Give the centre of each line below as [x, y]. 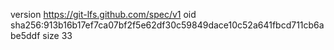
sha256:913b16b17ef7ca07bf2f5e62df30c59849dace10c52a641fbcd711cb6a [167, 25]
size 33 [57, 35]
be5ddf [25, 35]
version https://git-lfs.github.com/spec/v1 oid [103, 14]
